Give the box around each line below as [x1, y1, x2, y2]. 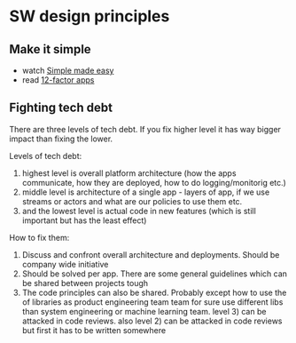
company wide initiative [21, 259, 109, 269]
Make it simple [9, 42, 91, 57]
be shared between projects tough [21, 277, 149, 288]
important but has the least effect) [21, 215, 147, 226]
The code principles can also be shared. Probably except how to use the [21, 287, 287, 298]
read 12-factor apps [21, 75, 95, 85]
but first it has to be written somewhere [21, 324, 167, 335]
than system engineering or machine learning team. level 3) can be [21, 306, 267, 316]
